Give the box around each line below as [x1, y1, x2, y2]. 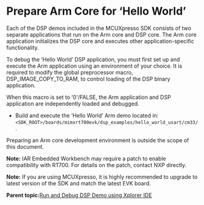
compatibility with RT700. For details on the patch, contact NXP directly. [6, 161, 187, 168]
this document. [6, 143, 44, 150]
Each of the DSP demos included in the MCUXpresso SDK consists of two [6, 24, 192, 32]
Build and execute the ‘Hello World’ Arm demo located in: [15, 112, 159, 119]
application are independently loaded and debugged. [6, 99, 139, 107]
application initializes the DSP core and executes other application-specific [6, 37, 195, 45]
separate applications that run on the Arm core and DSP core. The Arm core [6, 31, 197, 38]
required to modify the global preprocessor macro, [6, 68, 133, 76]
